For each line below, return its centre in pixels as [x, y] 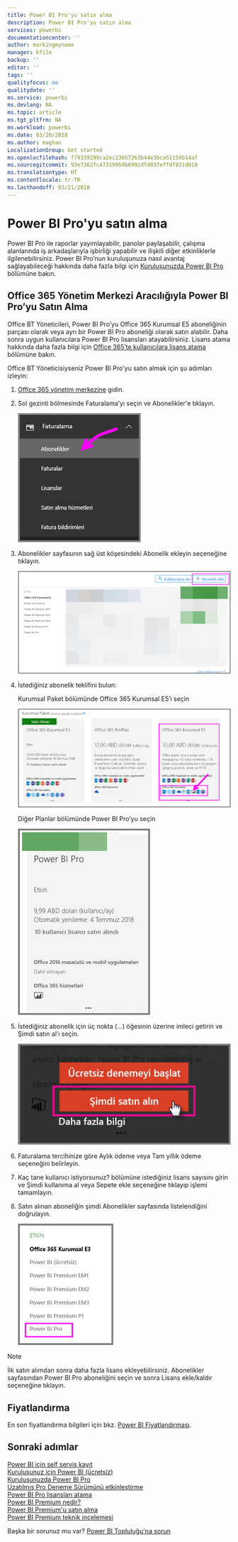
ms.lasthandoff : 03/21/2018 [49, 188]
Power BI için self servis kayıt [50, 1464]
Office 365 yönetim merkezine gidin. [70, 389]
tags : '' [20, 75]
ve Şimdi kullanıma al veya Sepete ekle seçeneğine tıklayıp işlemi [112, 1185]
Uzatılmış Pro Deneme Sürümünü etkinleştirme [75, 1487]
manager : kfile [30, 53]
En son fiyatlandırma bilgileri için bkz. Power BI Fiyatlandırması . [100, 1425]
